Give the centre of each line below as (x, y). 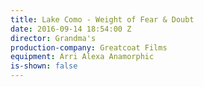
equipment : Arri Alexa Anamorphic (82, 57)
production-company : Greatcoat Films (89, 47)
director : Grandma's (53, 38)
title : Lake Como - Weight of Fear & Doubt (102, 19)
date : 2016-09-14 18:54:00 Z (71, 29)
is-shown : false (44, 66)
